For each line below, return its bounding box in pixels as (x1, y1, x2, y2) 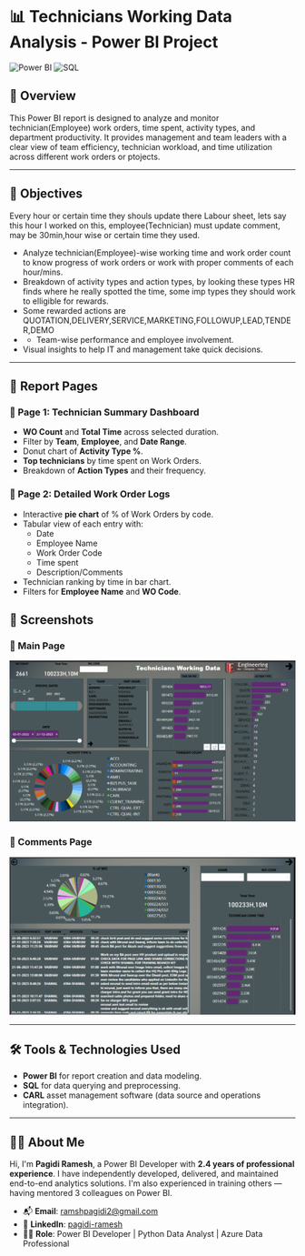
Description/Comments (35, 567, 123, 578)
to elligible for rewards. (22, 296, 109, 306)
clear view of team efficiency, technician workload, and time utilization (9, 141, 273, 152)
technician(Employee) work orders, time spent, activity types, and (9, 122, 256, 133)
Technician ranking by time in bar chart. (22, 576, 172, 587)
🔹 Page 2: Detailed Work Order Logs (9, 487, 171, 500)
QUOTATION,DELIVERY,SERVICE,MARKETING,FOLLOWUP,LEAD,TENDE (22, 315, 292, 326)
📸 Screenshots (9, 612, 94, 628)
